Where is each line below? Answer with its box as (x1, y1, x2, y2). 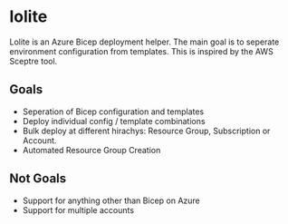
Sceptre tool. (9, 55, 58, 66)
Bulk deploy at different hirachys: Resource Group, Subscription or (22, 125, 271, 136)
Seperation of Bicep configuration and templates (22, 106, 205, 117)
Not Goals (9, 170, 67, 187)
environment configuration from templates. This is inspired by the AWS (9, 45, 274, 56)
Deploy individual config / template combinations (22, 115, 206, 126)
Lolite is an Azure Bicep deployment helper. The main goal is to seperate (9, 36, 280, 47)
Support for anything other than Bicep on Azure (22, 195, 201, 206)
